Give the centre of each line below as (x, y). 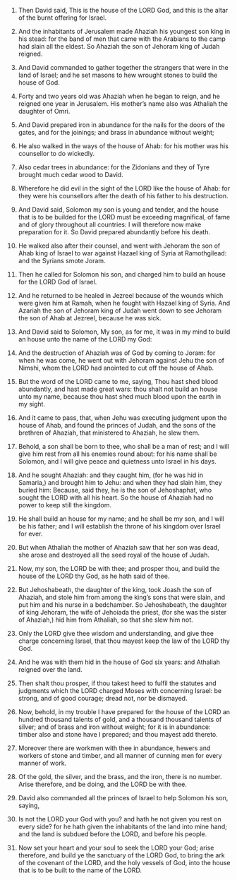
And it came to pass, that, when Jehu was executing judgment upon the (123, 418)
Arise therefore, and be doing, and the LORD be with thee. (103, 784)
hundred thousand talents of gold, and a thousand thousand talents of (120, 719)
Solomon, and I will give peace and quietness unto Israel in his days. (117, 461)
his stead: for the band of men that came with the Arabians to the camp (122, 39)
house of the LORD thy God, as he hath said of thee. (94, 576)
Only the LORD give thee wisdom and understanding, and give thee (116, 633)
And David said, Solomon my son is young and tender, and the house (119, 210)
